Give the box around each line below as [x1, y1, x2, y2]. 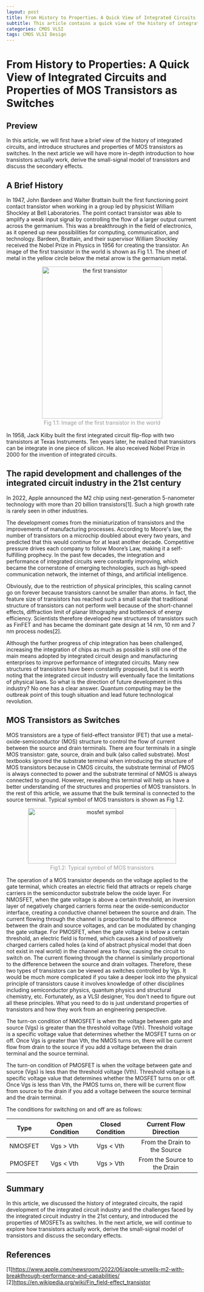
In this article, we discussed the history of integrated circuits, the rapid [6, 1200, 183, 1207]
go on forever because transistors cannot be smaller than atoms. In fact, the [6, 589, 197, 596]
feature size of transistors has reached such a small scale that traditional [6, 595, 188, 603]
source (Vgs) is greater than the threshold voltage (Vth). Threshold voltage [6, 1024, 193, 1031]
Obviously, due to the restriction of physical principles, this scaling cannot [6, 582, 191, 590]
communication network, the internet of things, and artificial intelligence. [6, 570, 188, 578]
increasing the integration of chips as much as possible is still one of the [6, 646, 187, 653]
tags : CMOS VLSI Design [6, 32, 67, 38]
